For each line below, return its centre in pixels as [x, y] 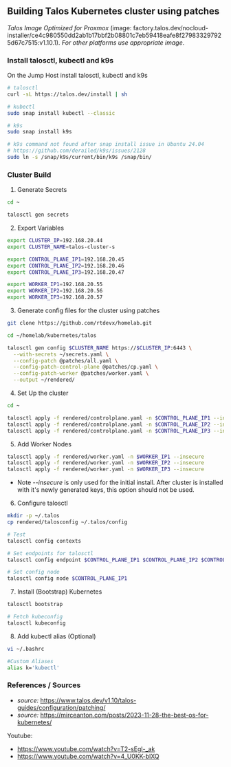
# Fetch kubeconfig [35, 617]
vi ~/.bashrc [26, 649]
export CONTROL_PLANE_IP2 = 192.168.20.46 [66, 266]
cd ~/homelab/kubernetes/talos [52, 335]
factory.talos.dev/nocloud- [170, 28]
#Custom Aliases [30, 661]
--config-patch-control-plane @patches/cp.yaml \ [86, 367]
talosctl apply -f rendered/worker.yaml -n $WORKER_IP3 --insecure [106, 469]
